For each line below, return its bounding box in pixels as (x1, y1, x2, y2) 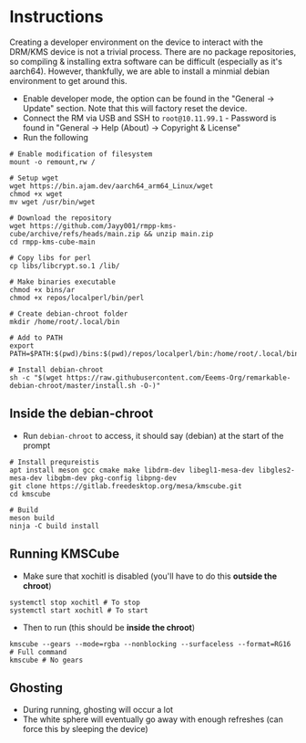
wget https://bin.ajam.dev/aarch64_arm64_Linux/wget (9, 181, 214, 191)
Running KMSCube (9, 546, 120, 562)
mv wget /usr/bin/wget (9, 197, 96, 206)
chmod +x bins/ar (9, 285, 76, 294)
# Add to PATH (9, 333, 64, 342)
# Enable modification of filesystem (9, 149, 153, 159)
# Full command (9, 647, 67, 656)
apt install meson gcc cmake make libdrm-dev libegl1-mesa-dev (9, 466, 255, 475)
